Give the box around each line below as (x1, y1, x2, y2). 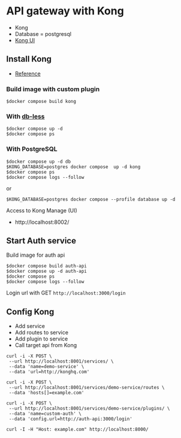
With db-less (6, 112, 45, 120)
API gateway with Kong (6, 4, 124, 18)
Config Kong (6, 306, 55, 317)
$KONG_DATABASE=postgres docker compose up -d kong (6, 163, 141, 170)
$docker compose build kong (6, 99, 77, 105)
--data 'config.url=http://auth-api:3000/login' (8, 416, 133, 422)
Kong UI (14, 36, 35, 44)
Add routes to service (14, 329, 69, 336)
